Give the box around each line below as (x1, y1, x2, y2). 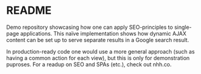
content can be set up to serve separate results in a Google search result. (6, 36, 189, 43)
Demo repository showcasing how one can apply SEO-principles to (6, 23, 173, 31)
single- (174, 23, 192, 31)
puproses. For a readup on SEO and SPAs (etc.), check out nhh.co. (6, 61, 172, 68)
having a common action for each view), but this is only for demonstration (6, 54, 190, 61)
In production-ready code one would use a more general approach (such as (6, 48, 195, 55)
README (6, 4, 52, 17)
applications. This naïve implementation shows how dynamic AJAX (20, 29, 187, 37)
